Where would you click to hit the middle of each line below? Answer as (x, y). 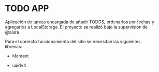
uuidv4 (19, 65)
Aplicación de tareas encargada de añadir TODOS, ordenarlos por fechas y (80, 22)
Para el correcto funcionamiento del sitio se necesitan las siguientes (73, 41)
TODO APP (27, 8)
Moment (20, 56)
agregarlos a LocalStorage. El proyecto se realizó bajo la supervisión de (76, 27)
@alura (12, 32)
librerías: (14, 46)
